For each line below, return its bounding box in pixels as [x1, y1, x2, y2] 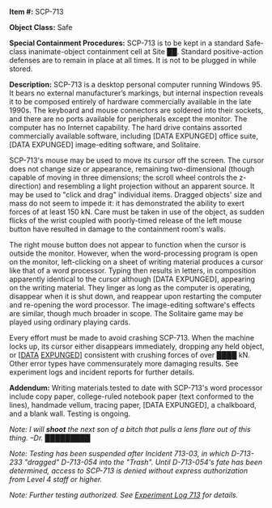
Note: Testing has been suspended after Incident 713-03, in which [9, 449, 230, 458]
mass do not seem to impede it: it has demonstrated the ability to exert [9, 198, 245, 208]
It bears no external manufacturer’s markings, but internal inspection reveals [9, 88, 264, 98]
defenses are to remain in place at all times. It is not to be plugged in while [9, 56, 257, 65]
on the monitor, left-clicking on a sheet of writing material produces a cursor [9, 257, 264, 266]
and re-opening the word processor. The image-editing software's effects [9, 300, 256, 310]
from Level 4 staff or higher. [9, 475, 103, 484]
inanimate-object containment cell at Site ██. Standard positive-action [28, 47, 264, 56]
